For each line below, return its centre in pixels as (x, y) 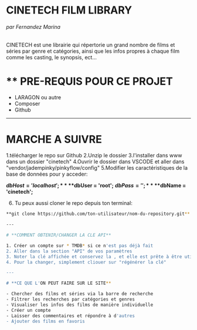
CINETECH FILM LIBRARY (69, 10)
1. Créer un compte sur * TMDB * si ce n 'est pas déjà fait (80, 245)
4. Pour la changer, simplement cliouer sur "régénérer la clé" (86, 262)
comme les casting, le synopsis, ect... (52, 58)
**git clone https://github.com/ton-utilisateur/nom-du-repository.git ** (98, 214)
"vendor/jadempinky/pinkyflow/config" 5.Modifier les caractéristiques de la (97, 168)
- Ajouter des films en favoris (45, 321)
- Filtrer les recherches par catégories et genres (70, 299)
